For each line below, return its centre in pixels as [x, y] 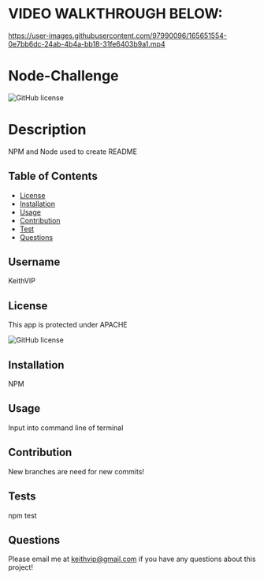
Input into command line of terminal [66, 428]
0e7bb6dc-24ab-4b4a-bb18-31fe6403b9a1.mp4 [87, 43]
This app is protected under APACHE [68, 325]
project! [21, 567]
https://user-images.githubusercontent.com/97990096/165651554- [117, 36]
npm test [22, 515]
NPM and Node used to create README [73, 152]
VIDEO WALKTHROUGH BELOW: [115, 14]
